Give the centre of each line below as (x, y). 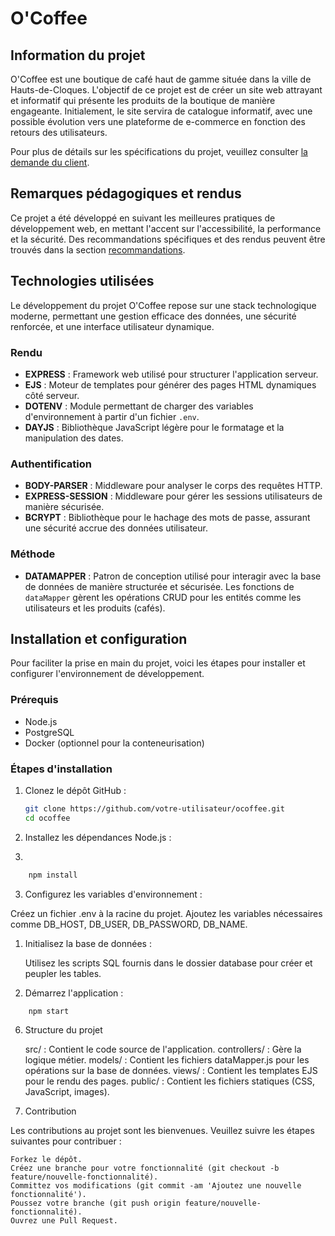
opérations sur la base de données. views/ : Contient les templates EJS (171, 1071)
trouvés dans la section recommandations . (98, 249)
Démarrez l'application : (74, 993)
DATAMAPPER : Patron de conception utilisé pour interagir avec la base (173, 576)
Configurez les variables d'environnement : (113, 894)
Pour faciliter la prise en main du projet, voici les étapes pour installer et (158, 663)
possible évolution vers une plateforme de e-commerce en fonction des (158, 121)
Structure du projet (63, 1030)
